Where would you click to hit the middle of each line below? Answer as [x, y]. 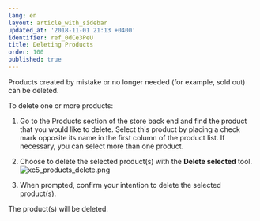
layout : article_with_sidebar [58, 23]
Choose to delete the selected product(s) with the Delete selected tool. [136, 161]
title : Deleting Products [51, 45]
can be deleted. [34, 90]
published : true [35, 60]
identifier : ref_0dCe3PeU [51, 37]
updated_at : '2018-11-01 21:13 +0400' [72, 30]
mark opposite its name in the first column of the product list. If [122, 137]
